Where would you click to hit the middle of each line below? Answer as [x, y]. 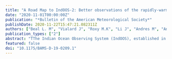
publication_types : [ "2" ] [33, 34]
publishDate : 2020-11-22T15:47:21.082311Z [51, 24]
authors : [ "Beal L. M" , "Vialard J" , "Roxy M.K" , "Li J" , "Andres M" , [82, 29]
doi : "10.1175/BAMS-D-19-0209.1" [41, 48]
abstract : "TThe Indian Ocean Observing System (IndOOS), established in [86, 39]
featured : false [23, 44]
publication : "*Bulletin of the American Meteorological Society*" [79, 19]
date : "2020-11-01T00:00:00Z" [38, 15]
